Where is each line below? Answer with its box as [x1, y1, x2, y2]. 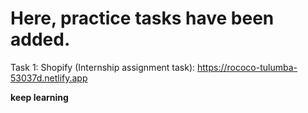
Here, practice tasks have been [10, 7, 275, 30]
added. [10, 28, 71, 51]
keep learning [10, 91, 69, 103]
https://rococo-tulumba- [197, 61, 298, 73]
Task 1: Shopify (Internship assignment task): [10, 61, 196, 73]
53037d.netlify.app [10, 72, 88, 84]
